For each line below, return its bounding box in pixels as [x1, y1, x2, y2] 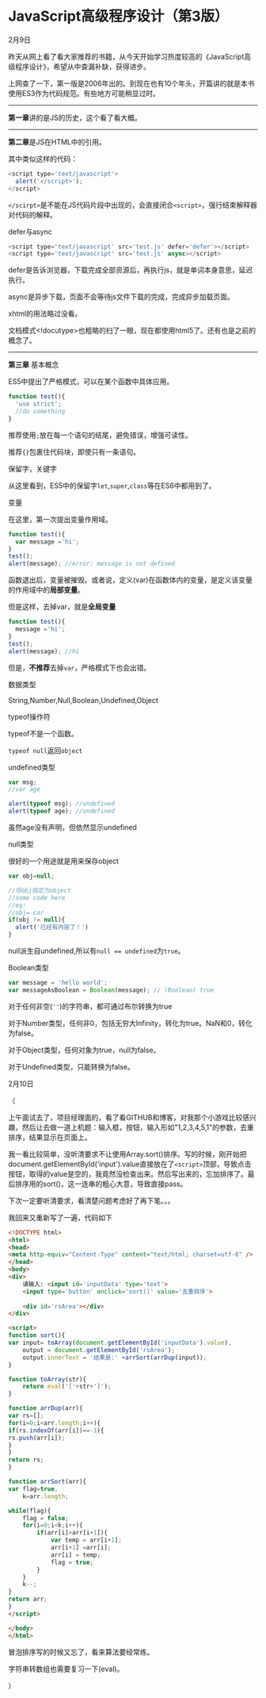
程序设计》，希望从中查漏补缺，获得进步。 [14, 61, 150, 71]
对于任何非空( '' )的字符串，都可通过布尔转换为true [8, 1001, 173, 1011]
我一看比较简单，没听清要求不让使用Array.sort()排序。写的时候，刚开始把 [8, 1149, 247, 1158]
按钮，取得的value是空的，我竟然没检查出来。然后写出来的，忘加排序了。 [8, 1169, 248, 1178]
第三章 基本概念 [8, 360, 59, 370]
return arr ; [8, 1596, 47, 1604]
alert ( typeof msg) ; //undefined [8, 800, 115, 808]
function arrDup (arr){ [8, 1404, 83, 1412]
